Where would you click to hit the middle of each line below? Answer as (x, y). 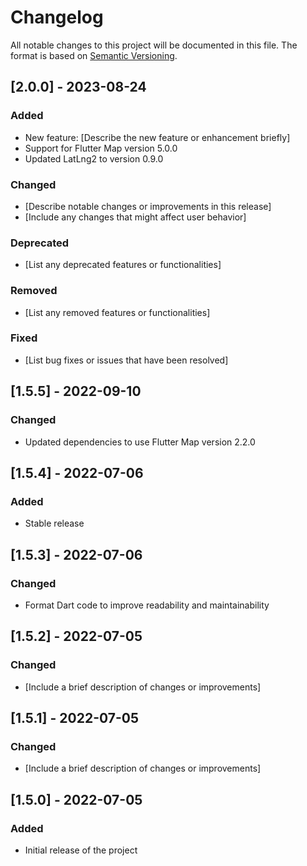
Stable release (54, 523)
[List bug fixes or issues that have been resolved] (126, 360)
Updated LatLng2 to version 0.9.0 (94, 158)
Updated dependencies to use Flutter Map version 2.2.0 (140, 442)
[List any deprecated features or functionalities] (123, 265)
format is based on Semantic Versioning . (94, 55)
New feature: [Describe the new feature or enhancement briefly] (157, 137)
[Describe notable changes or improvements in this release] (148, 206)
